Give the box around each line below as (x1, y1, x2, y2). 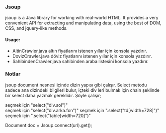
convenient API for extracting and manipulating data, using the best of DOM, (5, 20, 162, 26)
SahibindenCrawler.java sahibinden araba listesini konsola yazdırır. (12, 58, 149, 64)
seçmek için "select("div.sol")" (5, 102, 68, 108)
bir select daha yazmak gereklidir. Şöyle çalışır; (5, 92, 101, 98)
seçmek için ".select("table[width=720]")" (5, 113, 91, 119)
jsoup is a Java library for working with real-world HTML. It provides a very (5, 15, 159, 21)
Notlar (5, 70, 21, 77)
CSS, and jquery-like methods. (5, 25, 68, 31)
